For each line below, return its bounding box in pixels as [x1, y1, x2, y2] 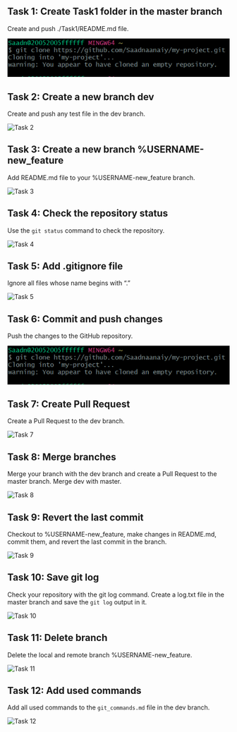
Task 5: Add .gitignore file [7, 260, 123, 272]
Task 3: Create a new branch [7, 144, 136, 156]
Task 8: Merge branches [7, 451, 116, 463]
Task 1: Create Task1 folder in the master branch [7, 6, 223, 18]
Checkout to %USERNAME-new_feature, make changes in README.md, [7, 530, 217, 538]
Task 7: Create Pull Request [7, 398, 130, 410]
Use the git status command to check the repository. [7, 226, 165, 235]
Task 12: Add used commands [7, 684, 142, 697]
